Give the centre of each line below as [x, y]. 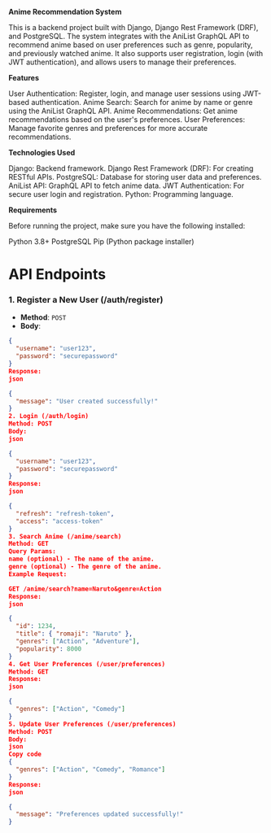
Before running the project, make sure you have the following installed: [127, 226]
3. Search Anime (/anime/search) [65, 536]
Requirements [33, 210]
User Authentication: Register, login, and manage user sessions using [125, 94]
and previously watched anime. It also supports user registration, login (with [135, 53]
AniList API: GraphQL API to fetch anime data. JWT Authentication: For [127, 185]
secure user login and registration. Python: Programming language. [121, 194]
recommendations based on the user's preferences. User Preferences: [127, 120]
